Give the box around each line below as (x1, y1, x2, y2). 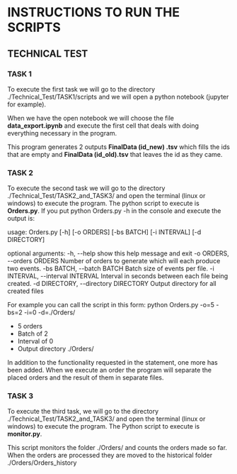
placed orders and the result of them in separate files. (7, 373, 164, 382)
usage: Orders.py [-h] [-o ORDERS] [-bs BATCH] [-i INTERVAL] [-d (7, 228, 202, 236)
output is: (7, 214, 35, 223)
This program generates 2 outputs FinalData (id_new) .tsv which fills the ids (7, 143, 230, 151)
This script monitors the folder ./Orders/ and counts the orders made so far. (7, 443, 228, 452)
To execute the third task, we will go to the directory (7, 407, 159, 416)
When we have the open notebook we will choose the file (7, 114, 175, 122)
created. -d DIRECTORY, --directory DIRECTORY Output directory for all (7, 280, 217, 288)
